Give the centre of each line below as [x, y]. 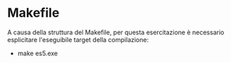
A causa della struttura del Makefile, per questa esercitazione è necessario [116, 32]
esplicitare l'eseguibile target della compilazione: [78, 39]
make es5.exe [38, 53]
